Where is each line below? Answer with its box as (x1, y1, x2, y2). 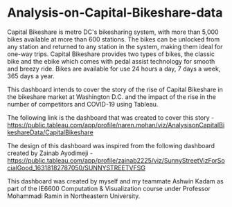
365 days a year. (7, 71, 55, 80)
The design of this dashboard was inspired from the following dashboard (7, 141, 215, 150)
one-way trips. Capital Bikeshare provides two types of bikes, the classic (7, 50, 215, 58)
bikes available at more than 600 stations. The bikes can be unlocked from (7, 35, 220, 43)
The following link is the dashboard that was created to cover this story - (7, 113, 215, 122)
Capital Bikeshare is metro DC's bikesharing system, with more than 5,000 (7, 28, 220, 36)
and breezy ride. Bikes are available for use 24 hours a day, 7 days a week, (7, 64, 221, 73)
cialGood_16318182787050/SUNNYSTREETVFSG (7, 163, 145, 172)
